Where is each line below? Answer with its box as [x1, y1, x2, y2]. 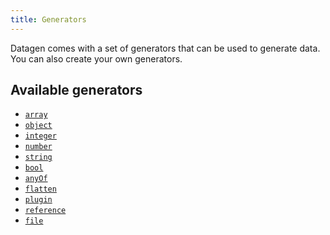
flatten [24, 184, 57, 195]
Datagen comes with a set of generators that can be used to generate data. [10, 42, 321, 54]
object [24, 121, 53, 131]
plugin [24, 195, 53, 205]
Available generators [10, 82, 143, 99]
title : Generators [10, 14, 87, 25]
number [24, 142, 53, 152]
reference [24, 206, 67, 216]
